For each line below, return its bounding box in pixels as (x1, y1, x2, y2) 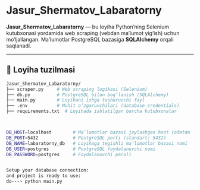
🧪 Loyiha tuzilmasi (6, 65, 76, 75)
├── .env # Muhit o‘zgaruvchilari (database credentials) (6, 103, 180, 109)
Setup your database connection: (6, 167, 89, 173)
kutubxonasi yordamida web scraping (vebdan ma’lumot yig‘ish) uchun (6, 29, 180, 36)
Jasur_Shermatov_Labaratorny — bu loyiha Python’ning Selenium (6, 23, 170, 30)
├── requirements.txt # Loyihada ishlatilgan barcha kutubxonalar (6, 108, 177, 115)
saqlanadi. (6, 42, 32, 49)
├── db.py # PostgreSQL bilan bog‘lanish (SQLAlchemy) (6, 91, 169, 98)
